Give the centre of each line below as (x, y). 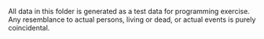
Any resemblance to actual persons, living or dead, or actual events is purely (132, 19)
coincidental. (29, 28)
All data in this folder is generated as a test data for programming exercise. (129, 11)
